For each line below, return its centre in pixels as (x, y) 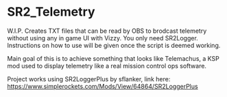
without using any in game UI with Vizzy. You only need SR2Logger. (103, 38)
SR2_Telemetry (51, 12)
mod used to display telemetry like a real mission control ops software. (107, 66)
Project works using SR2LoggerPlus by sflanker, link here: (89, 79)
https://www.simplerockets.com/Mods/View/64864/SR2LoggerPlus (103, 86)
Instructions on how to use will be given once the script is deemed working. (114, 45)
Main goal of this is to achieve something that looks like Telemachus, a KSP (113, 58)
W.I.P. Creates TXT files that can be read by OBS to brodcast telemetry (107, 31)
